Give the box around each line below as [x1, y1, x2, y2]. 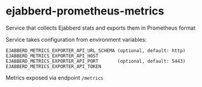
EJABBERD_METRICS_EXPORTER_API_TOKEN [5, 63, 102, 69]
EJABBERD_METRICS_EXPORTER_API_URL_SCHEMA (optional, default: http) [5, 47, 186, 54]
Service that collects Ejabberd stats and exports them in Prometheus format [5, 24, 196, 31]
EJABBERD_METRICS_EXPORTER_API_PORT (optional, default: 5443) [5, 58, 186, 64]
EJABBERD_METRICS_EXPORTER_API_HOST [5, 53, 99, 59]
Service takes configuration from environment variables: [5, 36, 147, 43]
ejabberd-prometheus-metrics [5, 4, 165, 18]
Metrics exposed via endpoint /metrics [5, 74, 104, 81]
